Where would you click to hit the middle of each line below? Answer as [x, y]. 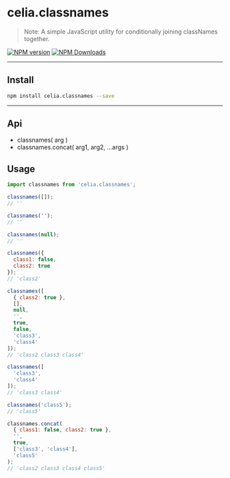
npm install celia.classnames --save [61, 96]
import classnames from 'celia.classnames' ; [72, 185]
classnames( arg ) [42, 140]
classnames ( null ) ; [33, 234]
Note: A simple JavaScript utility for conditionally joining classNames [120, 32]
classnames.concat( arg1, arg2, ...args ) [73, 147]
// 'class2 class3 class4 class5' [56, 468]
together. [37, 38]
